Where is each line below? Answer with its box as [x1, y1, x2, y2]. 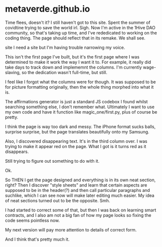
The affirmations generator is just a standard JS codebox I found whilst [5, 98, 148, 104]
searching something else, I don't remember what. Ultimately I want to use [5, 104, 155, 110]
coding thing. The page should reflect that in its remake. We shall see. [5, 35, 145, 41]
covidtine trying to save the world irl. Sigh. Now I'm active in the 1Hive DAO [5, 24, 156, 30]
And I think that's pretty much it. [5, 236, 70, 242]
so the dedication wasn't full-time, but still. [21, 69, 107, 75]
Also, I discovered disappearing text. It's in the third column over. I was [5, 138, 147, 144]
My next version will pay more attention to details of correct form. [5, 227, 137, 232]
